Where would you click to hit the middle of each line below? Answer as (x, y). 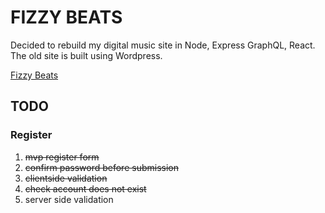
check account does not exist (85, 188)
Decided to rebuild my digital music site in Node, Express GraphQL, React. (163, 45)
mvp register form (62, 157)
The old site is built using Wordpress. (86, 55)
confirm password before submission (101, 167)
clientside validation (66, 178)
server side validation (69, 199)
